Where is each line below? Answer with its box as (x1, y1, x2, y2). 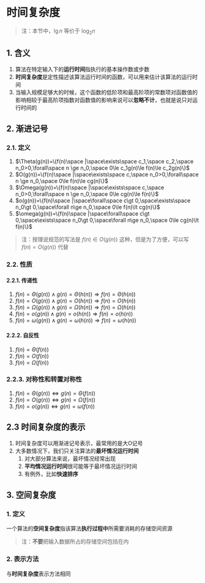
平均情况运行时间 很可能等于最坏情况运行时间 (24, 462, 138, 470)
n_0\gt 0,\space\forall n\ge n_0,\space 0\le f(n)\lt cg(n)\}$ (15, 203, 160, 211)
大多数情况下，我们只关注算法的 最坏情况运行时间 (15, 447, 139, 455)
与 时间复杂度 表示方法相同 (6, 569, 71, 577)
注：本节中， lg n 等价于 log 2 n (21, 27, 96, 36)
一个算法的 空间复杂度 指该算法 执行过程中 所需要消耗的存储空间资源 (6, 525, 173, 532)
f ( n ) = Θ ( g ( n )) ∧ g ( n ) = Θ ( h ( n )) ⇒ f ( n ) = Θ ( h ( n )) (15, 291, 136, 298)
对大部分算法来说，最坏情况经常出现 (24, 455, 116, 462)
